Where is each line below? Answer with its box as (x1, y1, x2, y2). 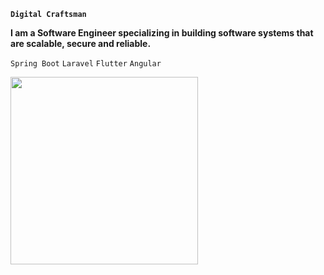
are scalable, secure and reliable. (10, 38, 152, 49)
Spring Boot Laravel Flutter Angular (10, 59, 162, 69)
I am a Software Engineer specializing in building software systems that (10, 27, 314, 39)
